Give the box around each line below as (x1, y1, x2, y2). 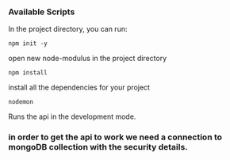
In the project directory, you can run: (8, 25, 128, 34)
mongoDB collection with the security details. (8, 142, 188, 153)
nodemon (8, 98, 34, 106)
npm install (8, 69, 48, 77)
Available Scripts (8, 6, 75, 17)
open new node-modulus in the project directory (8, 54, 167, 63)
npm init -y (8, 40, 48, 48)
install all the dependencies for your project (8, 82, 151, 93)
